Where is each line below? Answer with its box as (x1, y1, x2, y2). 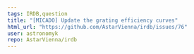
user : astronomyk (7, 29, 59, 37)
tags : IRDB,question (7, 10, 68, 18)
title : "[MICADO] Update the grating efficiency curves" (7, 17, 178, 24)
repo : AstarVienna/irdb (7, 36, 78, 43)
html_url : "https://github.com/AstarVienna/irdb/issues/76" (7, 23, 188, 30)
